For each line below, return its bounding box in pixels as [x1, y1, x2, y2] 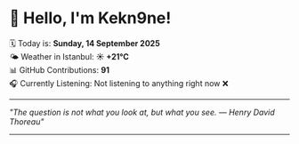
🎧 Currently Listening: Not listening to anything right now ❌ [9, 77, 229, 88]
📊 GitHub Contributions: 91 [9, 64, 109, 75]
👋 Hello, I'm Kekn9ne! [9, 8, 172, 28]
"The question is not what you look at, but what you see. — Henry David [9, 107, 276, 117]
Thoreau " [9, 116, 44, 127]
